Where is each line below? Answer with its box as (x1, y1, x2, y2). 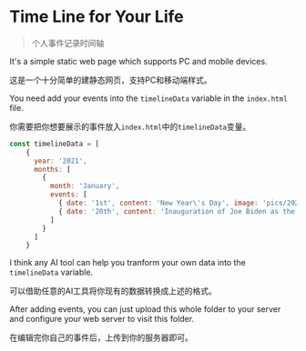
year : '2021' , (33, 156, 88, 165)
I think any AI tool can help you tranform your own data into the (9, 257, 246, 268)
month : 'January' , (49, 182, 120, 191)
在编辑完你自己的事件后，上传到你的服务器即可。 (9, 332, 193, 343)
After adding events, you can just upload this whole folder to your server (9, 304, 281, 315)
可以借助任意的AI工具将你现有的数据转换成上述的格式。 (9, 286, 217, 296)
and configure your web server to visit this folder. (9, 314, 194, 325)
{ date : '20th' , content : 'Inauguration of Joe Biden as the (57, 206, 296, 216)
